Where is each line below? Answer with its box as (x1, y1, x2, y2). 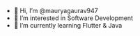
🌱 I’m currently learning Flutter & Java (13, 21, 123, 29)
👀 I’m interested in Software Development (13, 14, 134, 22)
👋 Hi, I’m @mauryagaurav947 (13, 7, 99, 15)
